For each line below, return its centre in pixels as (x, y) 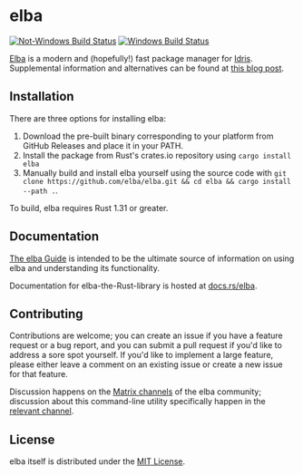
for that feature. (39, 374)
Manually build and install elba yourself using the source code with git (155, 172)
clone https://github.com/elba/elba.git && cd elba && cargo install (157, 181)
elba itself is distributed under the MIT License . (98, 461)
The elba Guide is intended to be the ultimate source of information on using (152, 258)
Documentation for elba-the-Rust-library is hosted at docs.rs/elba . (133, 286)
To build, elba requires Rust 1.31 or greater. (89, 208)
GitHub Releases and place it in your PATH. (103, 145)
